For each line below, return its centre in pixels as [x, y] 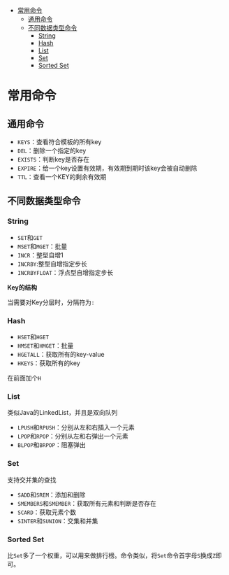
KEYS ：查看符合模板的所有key [59, 142]
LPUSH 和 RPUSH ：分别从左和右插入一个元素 [76, 427]
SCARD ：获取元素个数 [47, 512]
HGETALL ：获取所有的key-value [61, 354]
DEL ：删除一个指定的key [52, 150]
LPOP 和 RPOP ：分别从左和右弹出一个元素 [73, 436]
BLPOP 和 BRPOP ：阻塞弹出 [51, 445]
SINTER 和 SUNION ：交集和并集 [58, 520]
